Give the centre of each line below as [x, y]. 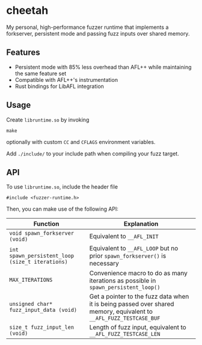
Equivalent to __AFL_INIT [124, 237]
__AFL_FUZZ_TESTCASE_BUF [125, 319]
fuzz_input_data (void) [43, 310]
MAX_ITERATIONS [31, 280]
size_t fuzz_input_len [41, 328]
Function [46, 224]
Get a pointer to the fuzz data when [139, 297]
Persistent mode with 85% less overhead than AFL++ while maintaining [103, 67]
